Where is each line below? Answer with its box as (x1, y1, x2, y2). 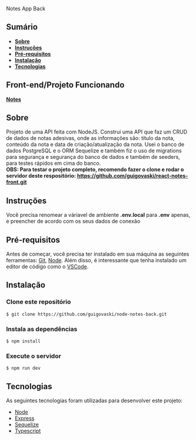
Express (14, 415, 35, 422)
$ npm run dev (6, 366, 41, 371)
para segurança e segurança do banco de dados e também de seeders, (6, 154, 181, 161)
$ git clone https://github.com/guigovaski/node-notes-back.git (6, 311, 167, 317)
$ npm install (6, 338, 41, 344)
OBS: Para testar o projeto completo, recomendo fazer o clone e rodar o (6, 166, 184, 173)
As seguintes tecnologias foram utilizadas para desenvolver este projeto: (6, 397, 183, 404)
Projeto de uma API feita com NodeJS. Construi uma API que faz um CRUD (6, 128, 188, 135)
